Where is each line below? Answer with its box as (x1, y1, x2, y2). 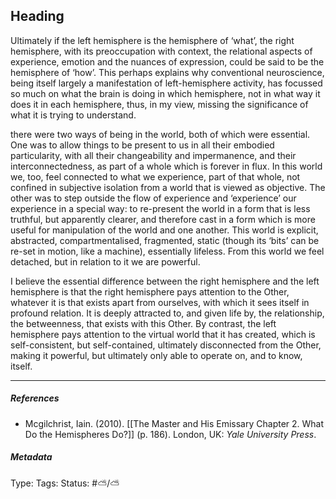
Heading (10, 8, 65, 25)
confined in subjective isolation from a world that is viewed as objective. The (10, 181, 326, 193)
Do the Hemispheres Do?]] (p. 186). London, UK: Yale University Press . (24, 428, 317, 440)
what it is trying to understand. (10, 109, 137, 121)
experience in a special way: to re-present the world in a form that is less (10, 202, 311, 214)
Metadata (10, 451, 53, 463)
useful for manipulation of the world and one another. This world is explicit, (10, 224, 319, 236)
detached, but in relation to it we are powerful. (10, 255, 201, 268)
